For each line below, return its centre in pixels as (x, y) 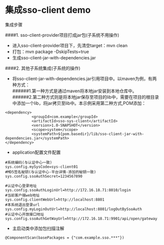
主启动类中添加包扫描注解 (38, 228)
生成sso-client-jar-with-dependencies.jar (54, 57)
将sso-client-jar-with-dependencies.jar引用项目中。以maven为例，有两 (84, 79)
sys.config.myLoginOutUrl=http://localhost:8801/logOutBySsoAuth (73, 209)
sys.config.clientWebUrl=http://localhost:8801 (55, 199)
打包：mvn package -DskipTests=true (51, 52)
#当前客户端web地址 (22, 195)
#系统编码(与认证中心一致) (29, 163)
